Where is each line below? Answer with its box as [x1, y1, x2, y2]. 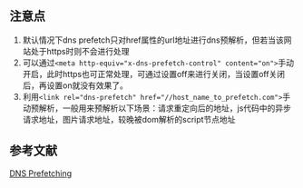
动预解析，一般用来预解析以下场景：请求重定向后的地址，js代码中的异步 [22, 103, 292, 114]
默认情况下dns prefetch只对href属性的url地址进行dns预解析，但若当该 [22, 35, 284, 45]
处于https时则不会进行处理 [30, 45, 130, 56]
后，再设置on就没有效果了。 [22, 80, 129, 91]
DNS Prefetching [9, 167, 73, 179]
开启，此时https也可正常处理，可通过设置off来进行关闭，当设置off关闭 [22, 68, 286, 79]
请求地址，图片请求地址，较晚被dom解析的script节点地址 [22, 114, 236, 124]
